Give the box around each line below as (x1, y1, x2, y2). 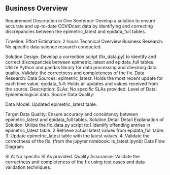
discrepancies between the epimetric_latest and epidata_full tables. (5, 28, 146, 35)
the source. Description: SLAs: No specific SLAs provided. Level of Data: (5, 86, 157, 92)
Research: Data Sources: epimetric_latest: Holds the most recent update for (5, 75, 163, 81)
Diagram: (5, 143, 24, 150)
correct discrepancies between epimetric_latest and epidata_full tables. (5, 59, 155, 65)
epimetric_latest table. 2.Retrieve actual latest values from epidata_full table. (5, 127, 165, 133)
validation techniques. (5, 164, 52, 170)
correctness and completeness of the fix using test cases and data (5, 159, 145, 165)
